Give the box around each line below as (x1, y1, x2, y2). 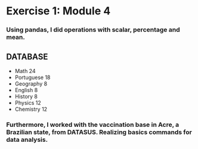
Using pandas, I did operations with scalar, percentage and (6, 26, 180, 34)
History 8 (14, 93, 38, 100)
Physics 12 (14, 99, 42, 106)
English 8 (14, 86, 38, 93)
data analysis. (6, 135, 48, 144)
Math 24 (14, 67, 36, 74)
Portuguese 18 (14, 74, 51, 81)
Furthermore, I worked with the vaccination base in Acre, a (6, 120, 180, 129)
